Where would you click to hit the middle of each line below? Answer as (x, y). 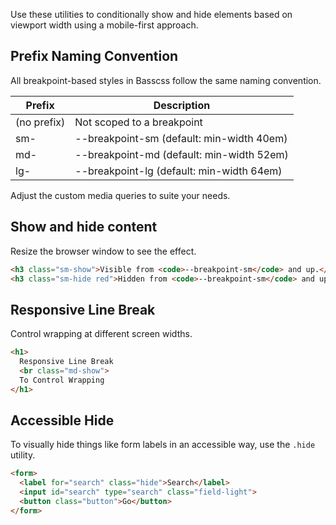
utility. (23, 455)
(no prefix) (40, 122)
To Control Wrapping (62, 380)
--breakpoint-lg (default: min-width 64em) (178, 171)
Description (182, 105)
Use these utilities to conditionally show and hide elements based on (151, 14)
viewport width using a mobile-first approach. (104, 25)
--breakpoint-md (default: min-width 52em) (181, 154)
